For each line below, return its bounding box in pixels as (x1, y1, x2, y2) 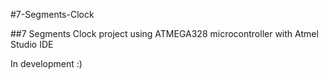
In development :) (10, 58, 83, 69)
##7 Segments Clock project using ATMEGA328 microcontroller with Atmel (10, 28, 319, 39)
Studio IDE (10, 39, 54, 50)
